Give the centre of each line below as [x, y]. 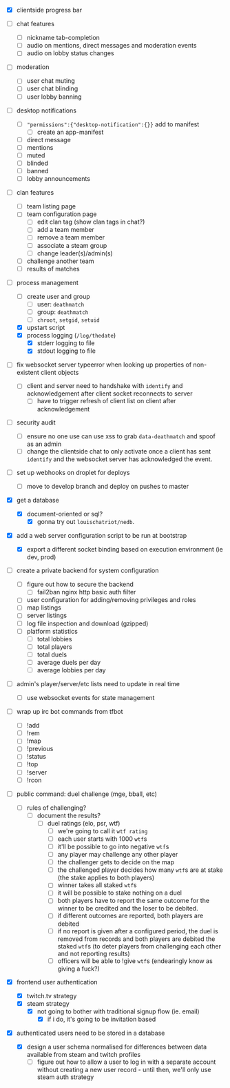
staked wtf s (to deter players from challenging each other [139, 946]
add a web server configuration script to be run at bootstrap [102, 535]
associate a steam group [72, 245]
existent [28, 373]
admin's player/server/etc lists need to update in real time [98, 683]
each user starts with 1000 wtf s [102, 839]
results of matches [53, 269]
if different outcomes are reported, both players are [130, 916]
